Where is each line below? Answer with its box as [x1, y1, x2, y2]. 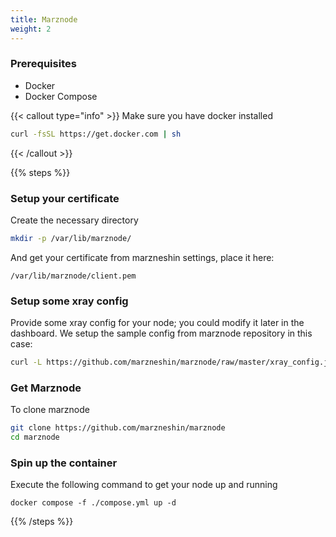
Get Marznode [10, 381, 82, 395]
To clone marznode [10, 404, 90, 416]
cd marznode [10, 432, 60, 443]
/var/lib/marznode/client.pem [10, 271, 137, 281]
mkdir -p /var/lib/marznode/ [10, 233, 132, 243]
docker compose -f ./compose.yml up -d [10, 498, 177, 508]
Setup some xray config [10, 294, 129, 308]
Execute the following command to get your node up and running [10, 479, 278, 491]
